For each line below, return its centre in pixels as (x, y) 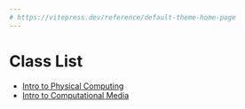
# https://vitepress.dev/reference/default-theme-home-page (123, 17)
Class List (46, 61)
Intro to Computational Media (75, 95)
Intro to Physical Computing (73, 86)
